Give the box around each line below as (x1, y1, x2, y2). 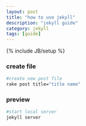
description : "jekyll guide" (6, 20, 78, 26)
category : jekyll (6, 25, 49, 32)
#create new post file (6, 76, 62, 82)
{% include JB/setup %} (6, 47, 65, 54)
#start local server (6, 109, 58, 115)
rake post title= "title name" (6, 81, 81, 87)
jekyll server (6, 115, 42, 121)
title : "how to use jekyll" (6, 14, 76, 20)
